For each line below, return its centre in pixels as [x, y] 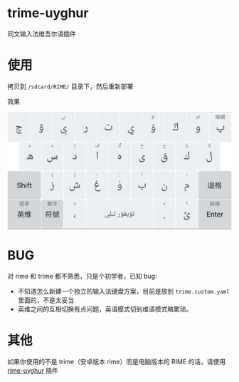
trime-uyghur [48, 13]
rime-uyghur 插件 [33, 370]
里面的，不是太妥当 [46, 300]
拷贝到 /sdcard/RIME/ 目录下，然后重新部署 [70, 86]
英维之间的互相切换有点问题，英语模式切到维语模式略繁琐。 [105, 309]
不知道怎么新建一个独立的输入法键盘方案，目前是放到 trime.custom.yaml [123, 291]
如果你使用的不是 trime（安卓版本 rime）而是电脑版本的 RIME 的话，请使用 [117, 361]
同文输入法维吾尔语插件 [42, 33]
